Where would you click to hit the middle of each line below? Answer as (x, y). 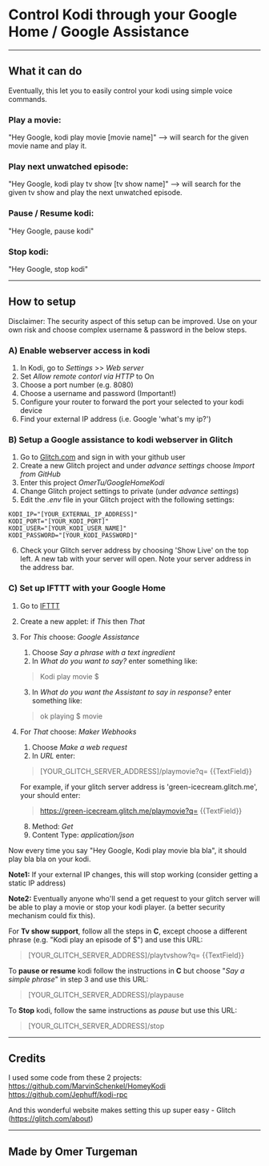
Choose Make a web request (80, 747)
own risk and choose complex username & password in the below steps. (128, 330)
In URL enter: (54, 755)
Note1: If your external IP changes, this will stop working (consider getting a (133, 874)
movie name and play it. (48, 146)
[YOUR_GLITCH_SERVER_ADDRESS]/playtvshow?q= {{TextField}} (136, 955)
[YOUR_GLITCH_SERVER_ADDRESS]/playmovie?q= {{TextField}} (146, 771)
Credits (27, 1059)
